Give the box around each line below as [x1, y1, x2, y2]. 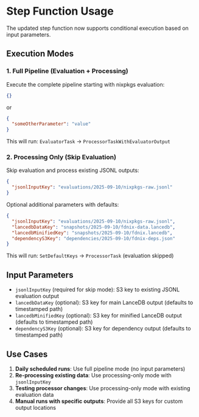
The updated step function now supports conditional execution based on [6, 24, 189, 32]
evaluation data [15, 391, 54, 398]
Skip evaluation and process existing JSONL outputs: [6, 166, 139, 174]
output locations [15, 404, 57, 411]
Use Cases [6, 349, 48, 359]
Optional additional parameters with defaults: [6, 201, 119, 208]
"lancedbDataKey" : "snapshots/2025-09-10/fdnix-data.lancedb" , [12, 224, 175, 230]
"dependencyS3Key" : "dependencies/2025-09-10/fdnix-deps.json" [12, 235, 175, 241]
